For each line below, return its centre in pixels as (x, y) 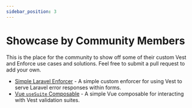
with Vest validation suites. (47, 100)
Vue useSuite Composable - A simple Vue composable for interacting (99, 94)
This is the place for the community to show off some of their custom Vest (96, 57)
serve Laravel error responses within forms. (68, 87)
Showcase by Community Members (96, 40)
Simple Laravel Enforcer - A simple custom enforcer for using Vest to (98, 81)
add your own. (24, 70)
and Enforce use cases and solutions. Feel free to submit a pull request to (95, 63)
